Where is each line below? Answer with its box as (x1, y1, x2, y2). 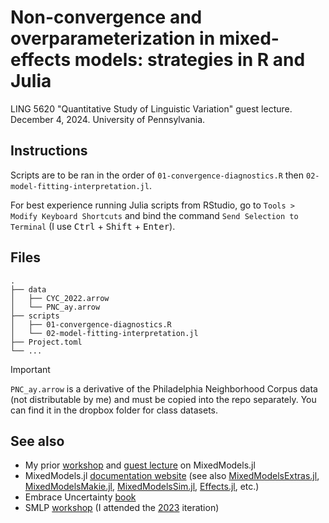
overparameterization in (10, 27, 216, 50)
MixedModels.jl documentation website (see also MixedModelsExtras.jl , (24, 470, 320, 482)
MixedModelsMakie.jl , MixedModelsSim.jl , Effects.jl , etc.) (24, 481, 260, 493)
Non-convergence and (10, 6, 203, 29)
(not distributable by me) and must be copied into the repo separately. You (10, 393, 317, 405)
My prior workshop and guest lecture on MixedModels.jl (24, 459, 256, 471)
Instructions (10, 142, 88, 160)
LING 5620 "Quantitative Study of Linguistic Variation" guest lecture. (10, 102, 293, 115)
